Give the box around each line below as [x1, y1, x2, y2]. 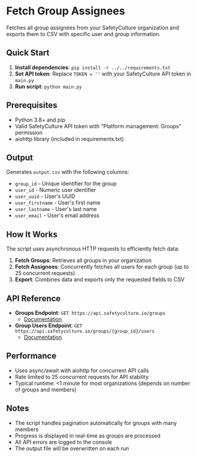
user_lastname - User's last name [14, 206, 97, 213]
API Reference [6, 293, 61, 303]
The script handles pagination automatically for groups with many [14, 419, 177, 426]
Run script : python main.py [14, 83, 82, 90]
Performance [6, 351, 57, 361]
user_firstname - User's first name [14, 199, 101, 206]
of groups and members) [14, 385, 77, 393]
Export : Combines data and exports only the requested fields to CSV [14, 276, 185, 283]
